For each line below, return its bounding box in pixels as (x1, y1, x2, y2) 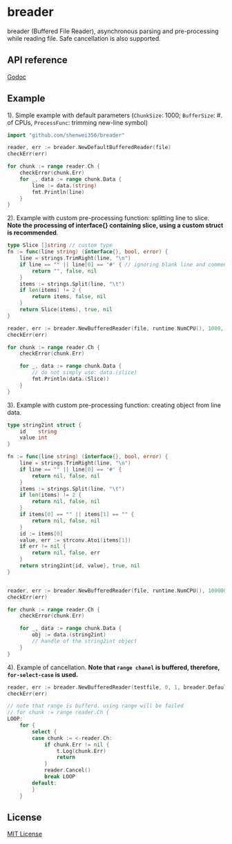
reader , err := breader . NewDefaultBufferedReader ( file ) (7, 144, 171, 151)
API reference (7, 55, 68, 66)
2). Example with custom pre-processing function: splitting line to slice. (7, 214, 210, 222)
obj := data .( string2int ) (32, 631, 107, 638)
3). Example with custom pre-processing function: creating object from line (7, 401, 222, 409)
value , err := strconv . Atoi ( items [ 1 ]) (19, 536, 131, 544)
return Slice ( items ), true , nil (19, 306, 113, 313)
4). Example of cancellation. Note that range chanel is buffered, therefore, (7, 663, 220, 671)
